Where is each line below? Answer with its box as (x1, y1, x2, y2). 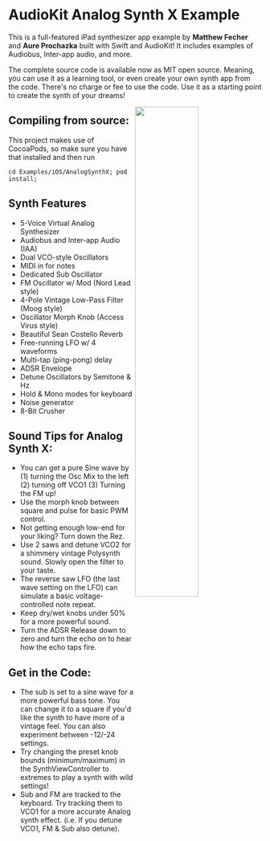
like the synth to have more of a (19, 713, 125, 723)
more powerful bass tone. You (19, 695, 121, 705)
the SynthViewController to (19, 764, 110, 773)
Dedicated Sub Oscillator (19, 269, 103, 279)
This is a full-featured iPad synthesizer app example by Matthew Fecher (8, 32, 248, 42)
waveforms (19, 346, 58, 355)
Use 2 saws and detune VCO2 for (19, 540, 131, 550)
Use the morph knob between (19, 497, 119, 507)
